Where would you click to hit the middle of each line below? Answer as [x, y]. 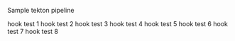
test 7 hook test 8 [33, 31]
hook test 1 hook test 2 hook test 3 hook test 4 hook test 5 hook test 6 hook [118, 24]
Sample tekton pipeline [41, 10]
